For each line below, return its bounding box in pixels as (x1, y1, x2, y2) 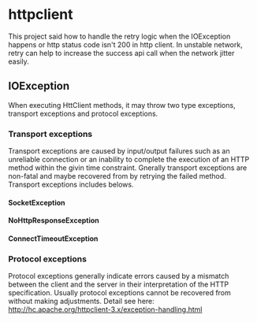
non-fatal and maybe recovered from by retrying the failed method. (8, 172, 226, 181)
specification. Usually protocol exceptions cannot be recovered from (8, 288, 231, 298)
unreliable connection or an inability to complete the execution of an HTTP (8, 155, 250, 165)
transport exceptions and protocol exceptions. (8, 109, 158, 118)
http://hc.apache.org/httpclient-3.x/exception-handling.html (8, 305, 203, 314)
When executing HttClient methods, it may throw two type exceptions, (8, 100, 236, 109)
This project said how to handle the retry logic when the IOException (8, 31, 231, 41)
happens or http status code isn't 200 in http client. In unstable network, (8, 39, 243, 49)
